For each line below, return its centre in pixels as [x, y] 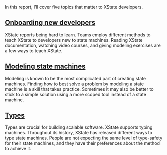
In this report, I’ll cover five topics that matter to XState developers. [74, 7]
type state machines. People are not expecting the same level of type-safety [84, 138]
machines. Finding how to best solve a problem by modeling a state [74, 84]
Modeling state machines [45, 67]
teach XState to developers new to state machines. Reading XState [74, 40]
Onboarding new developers [50, 23]
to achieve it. [18, 149]
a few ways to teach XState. [34, 51]
